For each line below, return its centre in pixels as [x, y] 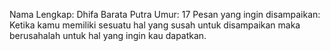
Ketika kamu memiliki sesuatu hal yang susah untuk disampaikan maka [155, 25]
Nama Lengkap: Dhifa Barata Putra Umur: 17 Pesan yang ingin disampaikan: [165, 14]
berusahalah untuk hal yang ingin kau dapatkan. [108, 35]
